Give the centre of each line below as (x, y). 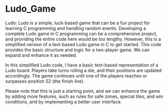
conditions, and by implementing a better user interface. (64, 101)
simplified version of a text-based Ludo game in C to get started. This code (83, 44)
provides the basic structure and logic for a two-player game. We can (77, 50)
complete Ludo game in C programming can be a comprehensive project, (81, 33)
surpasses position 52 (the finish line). (45, 81)
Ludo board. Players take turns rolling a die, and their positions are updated (83, 70)
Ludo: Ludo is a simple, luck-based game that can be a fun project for (78, 23)
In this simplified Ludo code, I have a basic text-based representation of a (82, 65)
